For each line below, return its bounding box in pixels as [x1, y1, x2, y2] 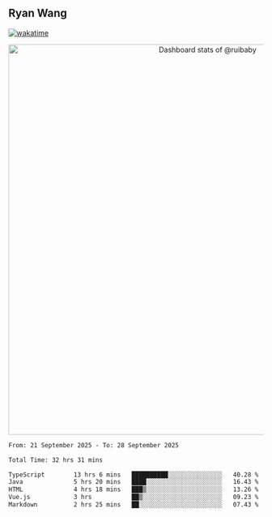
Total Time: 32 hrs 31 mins [8, 455, 104, 464]
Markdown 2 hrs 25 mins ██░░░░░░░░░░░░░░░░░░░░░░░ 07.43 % [8, 501, 259, 509]
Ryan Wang [8, 6, 67, 20]
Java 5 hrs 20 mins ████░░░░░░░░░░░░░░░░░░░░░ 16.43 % [8, 478, 259, 486]
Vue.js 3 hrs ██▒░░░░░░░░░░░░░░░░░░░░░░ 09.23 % [8, 493, 259, 502]
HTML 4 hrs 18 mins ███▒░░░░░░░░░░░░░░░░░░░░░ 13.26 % [8, 485, 259, 493]
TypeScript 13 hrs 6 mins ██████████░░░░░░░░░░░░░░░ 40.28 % [8, 470, 259, 479]
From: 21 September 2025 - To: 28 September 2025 [8, 441, 180, 449]
